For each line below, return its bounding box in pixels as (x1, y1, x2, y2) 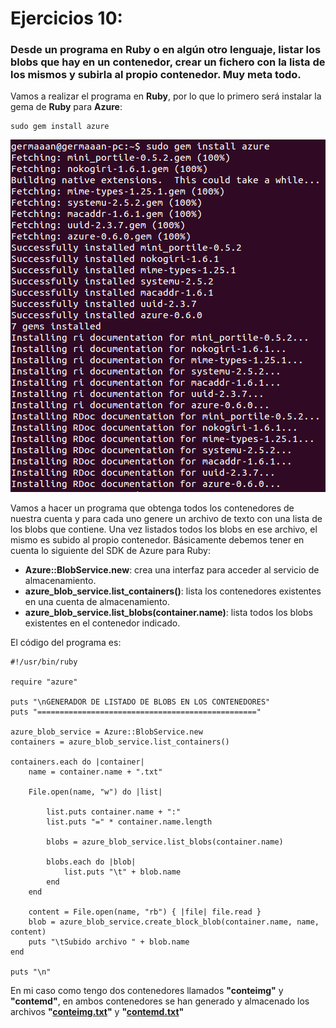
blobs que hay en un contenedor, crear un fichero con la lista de (10, 55, 326, 69)
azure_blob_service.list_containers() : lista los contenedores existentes (24, 585, 322, 597)
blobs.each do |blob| (46, 857, 137, 867)
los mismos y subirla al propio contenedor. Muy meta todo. (10, 68, 302, 82)
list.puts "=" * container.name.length (46, 817, 213, 827)
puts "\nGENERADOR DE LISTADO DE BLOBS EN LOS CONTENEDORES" (10, 697, 271, 707)
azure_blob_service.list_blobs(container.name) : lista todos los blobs (24, 607, 313, 619)
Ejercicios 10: (10, 7, 123, 30)
